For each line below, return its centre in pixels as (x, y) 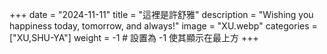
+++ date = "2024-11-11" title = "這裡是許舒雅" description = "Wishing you (161, 14)
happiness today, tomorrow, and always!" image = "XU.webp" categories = (163, 26)
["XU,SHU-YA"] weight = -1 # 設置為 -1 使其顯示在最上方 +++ (134, 37)
